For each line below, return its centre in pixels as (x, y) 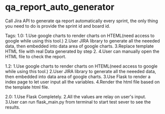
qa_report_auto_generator (60, 7)
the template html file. (27, 87)
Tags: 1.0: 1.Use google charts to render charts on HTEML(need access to (80, 36)
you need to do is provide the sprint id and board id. (58, 26)
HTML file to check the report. (36, 56)
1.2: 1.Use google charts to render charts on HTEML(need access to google (81, 66)
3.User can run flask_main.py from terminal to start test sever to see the (78, 102)
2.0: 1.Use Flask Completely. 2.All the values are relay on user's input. (76, 96)
